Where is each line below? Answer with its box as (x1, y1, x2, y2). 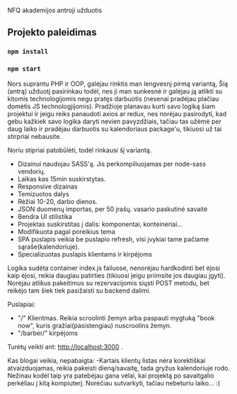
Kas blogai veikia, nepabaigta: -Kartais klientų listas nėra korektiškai (7, 356, 206, 364)
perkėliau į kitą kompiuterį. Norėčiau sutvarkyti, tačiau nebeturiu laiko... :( (7, 378, 221, 387)
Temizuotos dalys (17, 189, 69, 198)
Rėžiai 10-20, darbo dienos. (17, 197, 98, 206)
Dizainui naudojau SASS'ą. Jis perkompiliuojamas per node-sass (17, 159, 207, 168)
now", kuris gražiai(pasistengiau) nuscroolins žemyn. (17, 321, 172, 330)
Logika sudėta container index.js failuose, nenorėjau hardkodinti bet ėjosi (7, 264, 221, 272)
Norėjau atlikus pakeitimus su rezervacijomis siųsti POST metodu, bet (7, 278, 210, 287)
